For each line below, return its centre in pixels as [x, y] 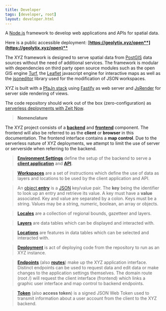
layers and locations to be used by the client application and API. [83, 179]
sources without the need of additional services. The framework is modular [82, 63]
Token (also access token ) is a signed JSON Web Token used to [83, 293]
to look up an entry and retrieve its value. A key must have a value [85, 193]
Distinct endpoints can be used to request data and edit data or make [88, 268]
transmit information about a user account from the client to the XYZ [87, 299]
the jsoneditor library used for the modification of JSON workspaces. [76, 79]
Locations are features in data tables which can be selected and [83, 233]
